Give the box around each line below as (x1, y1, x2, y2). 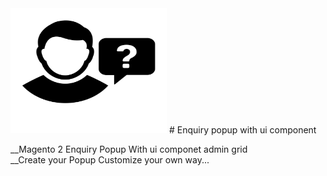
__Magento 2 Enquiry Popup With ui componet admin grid (10, 143, 248, 155)
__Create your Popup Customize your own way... (10, 154, 210, 166)
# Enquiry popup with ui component (168, 124, 317, 136)
